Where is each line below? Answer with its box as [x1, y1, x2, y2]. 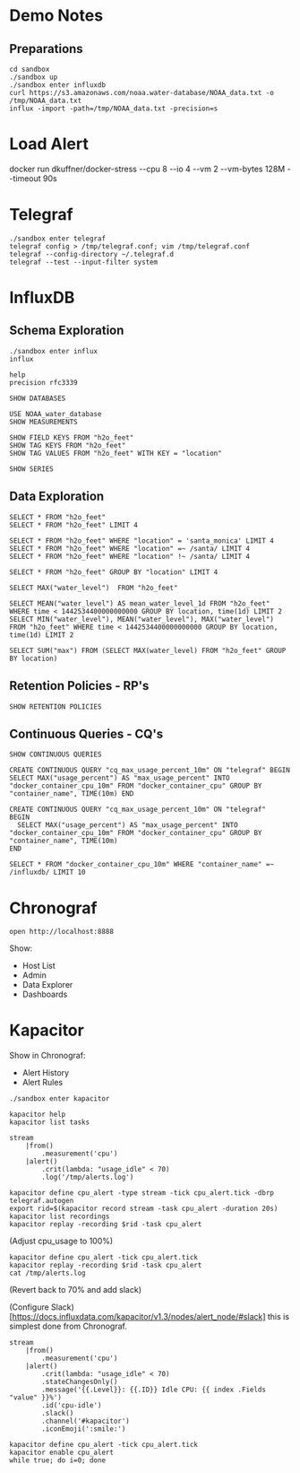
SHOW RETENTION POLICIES [9, 702, 102, 711]
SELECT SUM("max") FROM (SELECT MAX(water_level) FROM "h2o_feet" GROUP [9, 646, 287, 655]
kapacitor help [9, 1110, 66, 1120]
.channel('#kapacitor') [41, 1416, 130, 1426]
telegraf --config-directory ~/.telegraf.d [9, 249, 175, 258]
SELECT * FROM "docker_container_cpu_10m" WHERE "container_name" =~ [9, 860, 275, 869]
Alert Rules [21, 1077, 64, 1088]
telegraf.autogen [9, 1197, 74, 1206]
